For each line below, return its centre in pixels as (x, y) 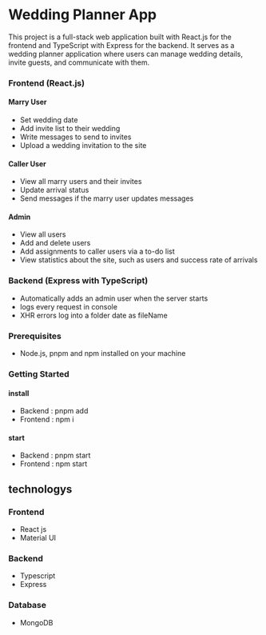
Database (27, 605)
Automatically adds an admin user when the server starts (114, 298)
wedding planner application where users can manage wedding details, (126, 54)
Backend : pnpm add (54, 411)
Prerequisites (35, 336)
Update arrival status (54, 190)
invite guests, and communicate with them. (79, 62)
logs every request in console (69, 306)
